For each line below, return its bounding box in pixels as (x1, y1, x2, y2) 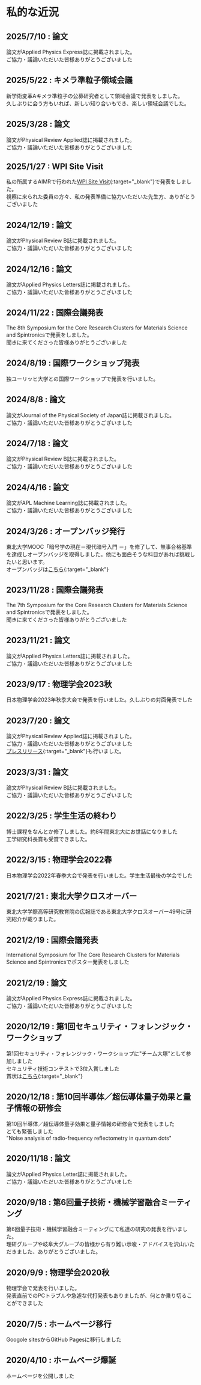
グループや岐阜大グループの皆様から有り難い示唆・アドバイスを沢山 (16, 1241, 184, 1248)
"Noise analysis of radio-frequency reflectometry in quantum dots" (6, 1134, 172, 1142)
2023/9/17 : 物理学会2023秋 (6, 679, 112, 689)
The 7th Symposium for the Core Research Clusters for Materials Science (6, 601, 188, 608)
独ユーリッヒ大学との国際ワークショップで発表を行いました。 (6, 375, 159, 382)
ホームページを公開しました (6, 1372, 75, 1380)
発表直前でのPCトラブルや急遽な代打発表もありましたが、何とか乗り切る (6, 1292, 187, 1299)
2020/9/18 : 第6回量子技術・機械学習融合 (6, 1197, 161, 1207)
